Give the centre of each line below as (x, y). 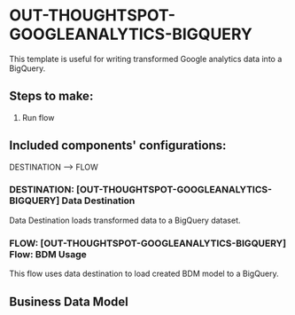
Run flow (38, 117)
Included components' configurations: (118, 146)
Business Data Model (69, 301)
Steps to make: (51, 96)
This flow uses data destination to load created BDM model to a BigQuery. (144, 274)
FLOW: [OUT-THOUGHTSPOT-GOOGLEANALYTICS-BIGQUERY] (147, 243)
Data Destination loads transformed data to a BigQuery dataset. (125, 220)
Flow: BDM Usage (48, 254)
